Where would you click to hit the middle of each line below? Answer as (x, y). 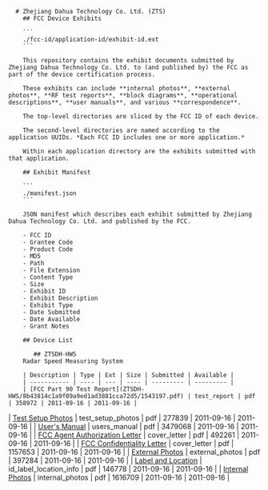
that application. (39, 158)
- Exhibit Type (48, 305)
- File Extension (52, 270)
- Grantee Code (48, 242)
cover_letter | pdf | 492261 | (194, 435)
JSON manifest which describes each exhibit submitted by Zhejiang (137, 214)
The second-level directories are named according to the (121, 130)
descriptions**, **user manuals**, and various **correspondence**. (125, 102)
